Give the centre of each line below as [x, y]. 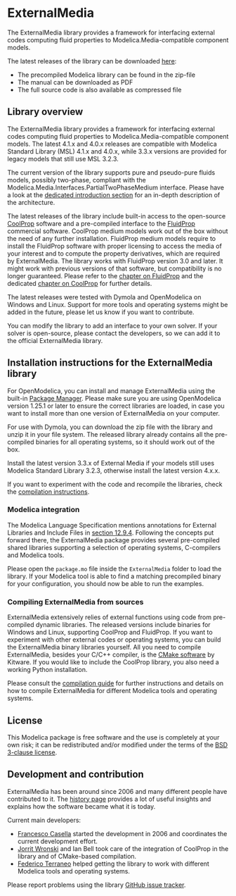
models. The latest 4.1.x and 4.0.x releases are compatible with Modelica [112, 144]
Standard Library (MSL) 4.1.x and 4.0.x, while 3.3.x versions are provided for [117, 151]
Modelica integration [44, 510]
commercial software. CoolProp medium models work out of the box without [118, 231]
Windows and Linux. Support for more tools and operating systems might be [118, 304]
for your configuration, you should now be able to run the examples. [106, 583]
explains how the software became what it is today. [81, 806]
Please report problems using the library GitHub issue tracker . [97, 885]
